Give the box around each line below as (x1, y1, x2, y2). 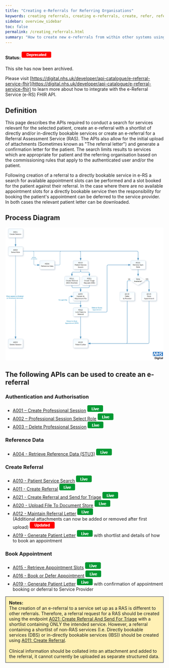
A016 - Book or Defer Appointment (12, 573, 84, 579)
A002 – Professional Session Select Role (12, 416, 97, 422)
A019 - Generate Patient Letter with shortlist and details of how (12, 532, 160, 538)
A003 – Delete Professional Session (12, 424, 87, 430)
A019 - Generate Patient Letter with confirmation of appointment (12, 581, 163, 587)
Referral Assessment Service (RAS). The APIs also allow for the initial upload (5, 136, 164, 142)
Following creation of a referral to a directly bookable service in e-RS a (5, 172, 152, 179)
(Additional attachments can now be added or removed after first (12, 516, 147, 522)
